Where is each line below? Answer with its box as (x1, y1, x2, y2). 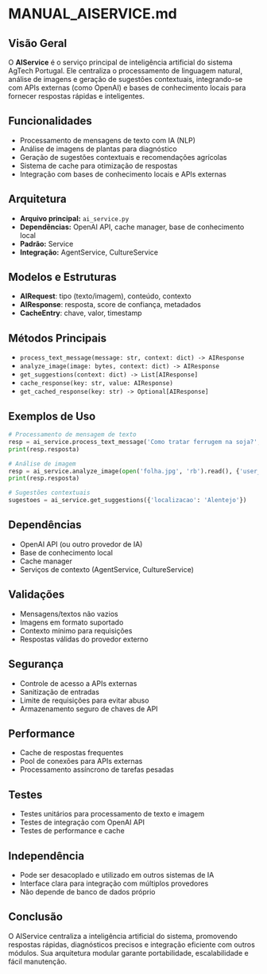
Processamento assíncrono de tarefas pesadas (19, 765, 175, 774)
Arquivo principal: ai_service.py (19, 213, 130, 223)
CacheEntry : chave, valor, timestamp (19, 308, 142, 318)
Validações (8, 588, 65, 602)
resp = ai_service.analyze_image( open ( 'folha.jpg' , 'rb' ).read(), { (8, 467, 240, 475)
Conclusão (8, 910, 64, 924)
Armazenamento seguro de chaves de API (19, 703, 158, 713)
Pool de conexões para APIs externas (19, 757, 143, 766)
